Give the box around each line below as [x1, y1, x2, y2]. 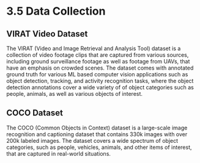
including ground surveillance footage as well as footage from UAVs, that [6, 58, 190, 65]
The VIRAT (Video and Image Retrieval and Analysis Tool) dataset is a [6, 45, 181, 52]
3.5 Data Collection [6, 4, 106, 18]
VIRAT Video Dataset [6, 29, 88, 39]
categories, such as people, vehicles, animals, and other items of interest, [6, 143, 192, 151]
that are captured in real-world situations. [6, 150, 111, 157]
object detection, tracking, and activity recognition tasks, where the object [6, 78, 194, 84]
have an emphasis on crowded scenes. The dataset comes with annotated [6, 64, 194, 71]
